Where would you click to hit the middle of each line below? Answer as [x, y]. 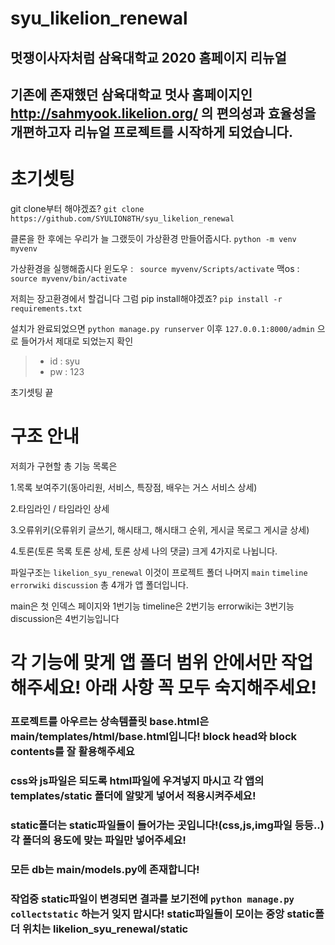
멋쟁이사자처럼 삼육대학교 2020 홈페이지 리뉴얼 [148, 57]
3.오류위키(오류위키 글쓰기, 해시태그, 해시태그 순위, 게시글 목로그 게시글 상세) [160, 529]
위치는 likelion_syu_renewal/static [105, 929]
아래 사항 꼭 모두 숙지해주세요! [200, 688]
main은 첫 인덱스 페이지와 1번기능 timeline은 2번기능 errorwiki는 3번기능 [152, 606]
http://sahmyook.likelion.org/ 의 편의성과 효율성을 [163, 113]
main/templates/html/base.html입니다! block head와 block [154, 736]
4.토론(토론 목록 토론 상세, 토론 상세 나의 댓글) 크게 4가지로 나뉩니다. [144, 551]
